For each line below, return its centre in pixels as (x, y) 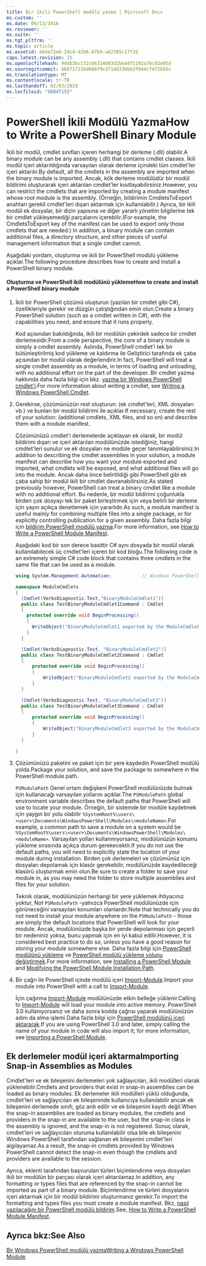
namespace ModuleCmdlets (47, 587)
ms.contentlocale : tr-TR (38, 80)
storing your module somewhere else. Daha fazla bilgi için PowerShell (103, 948)
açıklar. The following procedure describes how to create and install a (93, 262)
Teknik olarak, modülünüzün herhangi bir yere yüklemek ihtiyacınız (100, 896)
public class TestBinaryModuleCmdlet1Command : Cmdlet (93, 604)
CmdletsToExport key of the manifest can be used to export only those (96, 224)
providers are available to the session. (54, 1159)
